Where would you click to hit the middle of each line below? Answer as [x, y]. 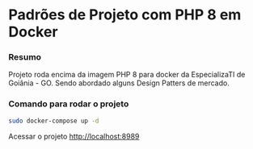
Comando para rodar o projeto [69, 104]
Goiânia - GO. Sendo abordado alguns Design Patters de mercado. [119, 83]
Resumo [25, 57]
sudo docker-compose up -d [54, 121]
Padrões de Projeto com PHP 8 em [125, 15]
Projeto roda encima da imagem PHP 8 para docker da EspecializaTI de [127, 75]
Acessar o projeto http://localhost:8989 [74, 136]
